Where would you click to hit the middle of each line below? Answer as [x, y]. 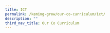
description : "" [21, 18]
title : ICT [16, 9]
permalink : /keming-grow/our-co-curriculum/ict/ [55, 14]
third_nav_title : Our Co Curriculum [42, 23]
